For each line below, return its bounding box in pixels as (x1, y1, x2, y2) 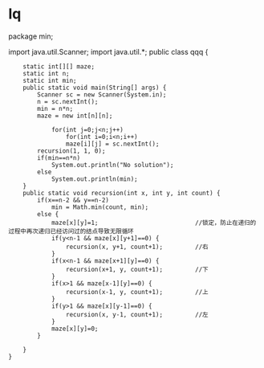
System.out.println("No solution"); (51, 161, 174, 169)
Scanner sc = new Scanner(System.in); (37, 90, 167, 99)
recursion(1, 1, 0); (37, 146, 106, 155)
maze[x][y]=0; (51, 325, 99, 333)
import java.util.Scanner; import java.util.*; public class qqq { (8, 47, 209, 56)
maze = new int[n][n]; (37, 112, 113, 120)
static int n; (22, 69, 70, 77)
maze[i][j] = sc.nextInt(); (65, 140, 160, 148)
